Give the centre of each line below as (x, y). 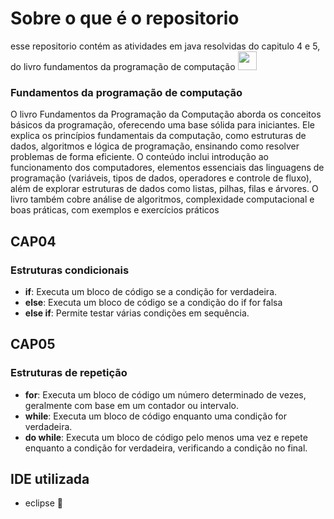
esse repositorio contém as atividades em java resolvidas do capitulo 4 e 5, (165, 46)
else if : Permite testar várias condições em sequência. (137, 313)
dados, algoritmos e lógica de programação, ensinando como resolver (155, 146)
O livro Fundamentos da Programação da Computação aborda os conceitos (166, 114)
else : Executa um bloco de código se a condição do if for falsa (153, 302)
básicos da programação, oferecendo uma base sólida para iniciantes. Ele (162, 125)
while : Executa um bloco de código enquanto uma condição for (155, 416)
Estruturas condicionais (70, 270)
